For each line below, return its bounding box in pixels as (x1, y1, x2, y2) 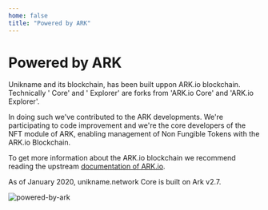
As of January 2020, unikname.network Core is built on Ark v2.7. (8, 177, 222, 187)
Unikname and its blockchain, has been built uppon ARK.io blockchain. (8, 80, 241, 89)
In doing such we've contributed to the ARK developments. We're (8, 113, 224, 122)
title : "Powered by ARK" (8, 19, 91, 27)
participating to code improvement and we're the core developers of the (8, 121, 246, 130)
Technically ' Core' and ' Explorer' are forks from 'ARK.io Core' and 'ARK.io (8, 89, 254, 98)
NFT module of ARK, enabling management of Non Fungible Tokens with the (8, 129, 260, 139)
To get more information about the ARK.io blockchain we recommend (8, 153, 236, 163)
